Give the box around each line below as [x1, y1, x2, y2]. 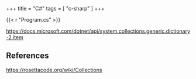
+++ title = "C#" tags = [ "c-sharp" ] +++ [6, 5, 105, 12]
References [6, 51, 49, 61]
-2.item [6, 34, 23, 40]
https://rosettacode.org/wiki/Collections [6, 66, 102, 73]
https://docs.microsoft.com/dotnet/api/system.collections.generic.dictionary [6, 28, 191, 35]
